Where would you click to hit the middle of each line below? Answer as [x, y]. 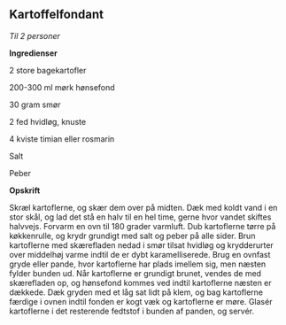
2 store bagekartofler [48, 70]
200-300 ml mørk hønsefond [62, 87]
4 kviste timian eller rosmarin [62, 139]
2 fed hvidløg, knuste [48, 121]
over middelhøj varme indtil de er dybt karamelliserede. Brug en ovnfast [140, 254]
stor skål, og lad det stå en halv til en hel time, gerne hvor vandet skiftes [140, 217]
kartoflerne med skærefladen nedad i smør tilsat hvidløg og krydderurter [142, 245]
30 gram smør [35, 104]
